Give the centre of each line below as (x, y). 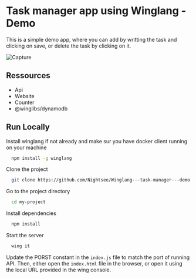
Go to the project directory (38, 191)
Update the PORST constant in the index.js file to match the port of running (98, 257)
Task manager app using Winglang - (96, 11)
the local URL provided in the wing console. (59, 270)
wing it (21, 246)
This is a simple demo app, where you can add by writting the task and (92, 39)
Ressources (28, 75)
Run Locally (28, 127)
